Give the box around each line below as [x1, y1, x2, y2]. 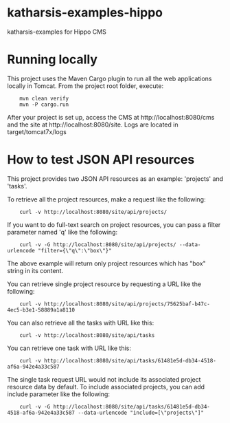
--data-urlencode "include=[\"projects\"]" [78, 409, 205, 416]
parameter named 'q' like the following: [7, 228, 118, 236]
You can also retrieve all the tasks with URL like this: [7, 318, 154, 327]
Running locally [7, 52, 98, 67]
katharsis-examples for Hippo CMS [7, 28, 106, 36]
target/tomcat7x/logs [7, 127, 67, 135]
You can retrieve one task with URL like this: [7, 344, 132, 352]
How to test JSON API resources [7, 152, 195, 168]
